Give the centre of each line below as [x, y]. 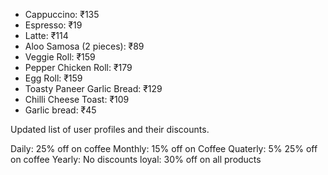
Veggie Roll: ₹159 [60, 57]
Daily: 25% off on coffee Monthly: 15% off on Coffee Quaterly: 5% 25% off [164, 148]
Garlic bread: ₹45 [60, 110]
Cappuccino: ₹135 [62, 14]
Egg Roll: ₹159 [53, 78]
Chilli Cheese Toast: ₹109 [77, 99]
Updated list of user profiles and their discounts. [110, 129]
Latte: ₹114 [46, 35]
